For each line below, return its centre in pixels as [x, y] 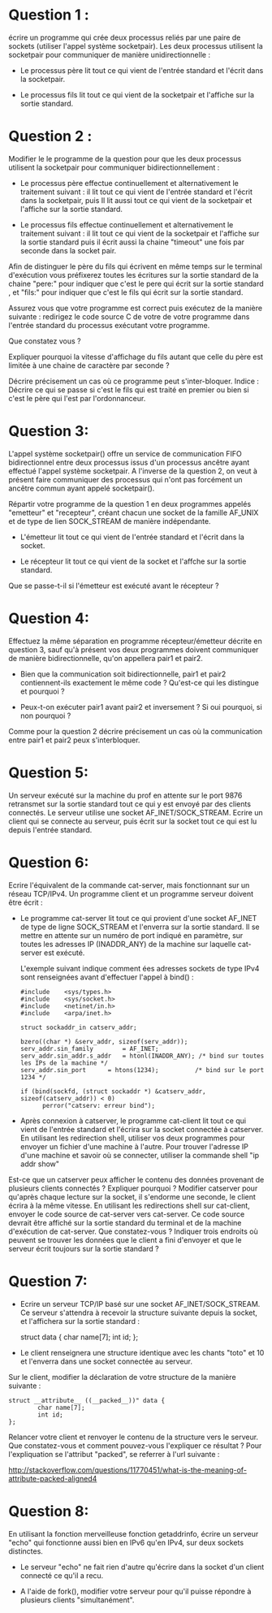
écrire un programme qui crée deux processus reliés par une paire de [125, 37]
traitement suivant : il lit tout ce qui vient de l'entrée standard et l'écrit [136, 192]
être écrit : [26, 902]
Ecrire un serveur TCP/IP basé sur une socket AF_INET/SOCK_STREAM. [140, 1304]
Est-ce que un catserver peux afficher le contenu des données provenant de [136, 1179]
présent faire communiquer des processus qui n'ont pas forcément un [125, 479]
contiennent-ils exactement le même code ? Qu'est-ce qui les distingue [140, 682]
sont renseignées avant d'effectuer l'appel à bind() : [107, 977]
